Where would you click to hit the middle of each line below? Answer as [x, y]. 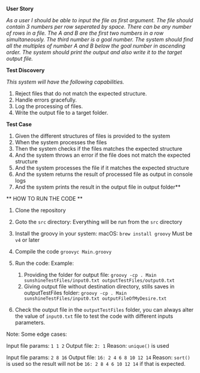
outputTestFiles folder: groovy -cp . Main [75, 293]
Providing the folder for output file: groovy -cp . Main [90, 275]
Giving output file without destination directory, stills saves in [99, 287]
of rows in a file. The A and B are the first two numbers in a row [85, 33]
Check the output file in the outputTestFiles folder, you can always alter [104, 310]
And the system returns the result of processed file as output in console [104, 174]
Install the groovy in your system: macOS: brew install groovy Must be [104, 233]
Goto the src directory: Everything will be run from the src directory [98, 222]
